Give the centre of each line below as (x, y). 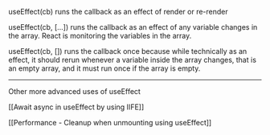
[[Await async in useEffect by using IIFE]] (76, 107)
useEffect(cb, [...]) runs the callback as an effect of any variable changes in (133, 27)
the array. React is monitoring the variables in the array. (100, 36)
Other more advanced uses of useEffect (74, 91)
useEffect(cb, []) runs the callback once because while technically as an (128, 51)
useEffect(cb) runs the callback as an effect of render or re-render (119, 12)
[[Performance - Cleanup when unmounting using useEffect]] (110, 123)
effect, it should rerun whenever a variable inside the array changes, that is (133, 60)
